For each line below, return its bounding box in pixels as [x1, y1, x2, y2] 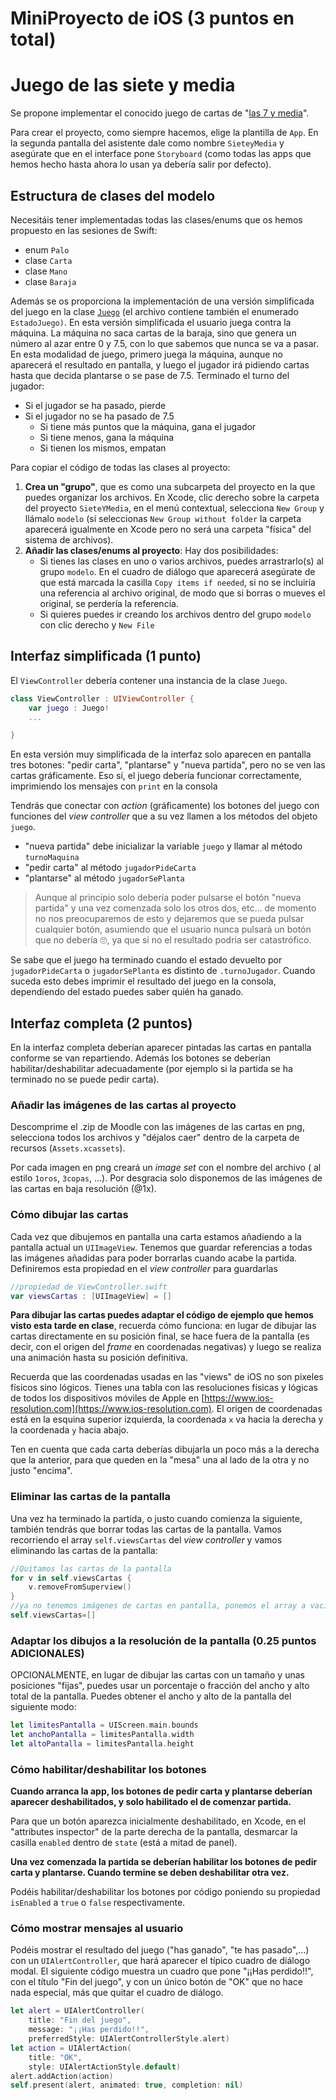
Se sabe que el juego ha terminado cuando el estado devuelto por [10, 954, 283, 966]
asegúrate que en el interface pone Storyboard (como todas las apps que [10, 148, 312, 160]
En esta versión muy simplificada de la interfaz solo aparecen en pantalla [10, 748, 312, 761]
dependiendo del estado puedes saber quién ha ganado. [10, 986, 244, 998]
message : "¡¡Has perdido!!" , [28, 2025, 150, 2035]
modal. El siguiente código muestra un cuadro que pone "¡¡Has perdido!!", [10, 1965, 314, 1977]
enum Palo [24, 243, 70, 256]
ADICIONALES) [10, 1646, 85, 1660]
